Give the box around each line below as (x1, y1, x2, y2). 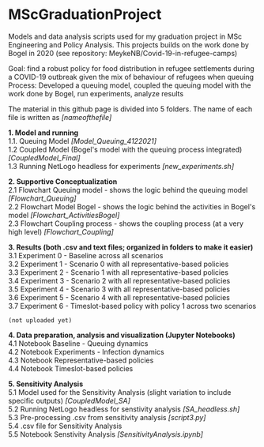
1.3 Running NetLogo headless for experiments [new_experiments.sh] (8, 161, 235, 171)
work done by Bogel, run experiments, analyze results (8, 88, 184, 98)
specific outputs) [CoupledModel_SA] (8, 396, 130, 405)
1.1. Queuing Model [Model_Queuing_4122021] (8, 136, 157, 145)
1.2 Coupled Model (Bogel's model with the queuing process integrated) (8, 145, 243, 154)
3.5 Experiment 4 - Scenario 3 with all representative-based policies (8, 284, 231, 294)
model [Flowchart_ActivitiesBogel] (8, 210, 120, 220)
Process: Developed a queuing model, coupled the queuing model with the (8, 81, 251, 90)
